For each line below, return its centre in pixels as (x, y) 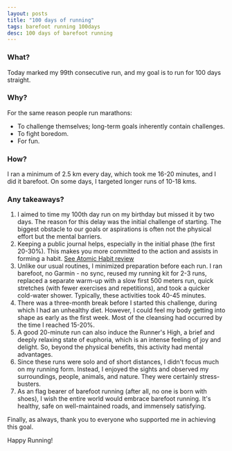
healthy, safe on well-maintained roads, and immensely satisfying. (111, 406)
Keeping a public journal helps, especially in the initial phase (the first (116, 244)
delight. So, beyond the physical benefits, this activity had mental (110, 347)
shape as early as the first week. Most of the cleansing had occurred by (120, 318)
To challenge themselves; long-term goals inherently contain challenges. (121, 126)
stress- (210, 377)
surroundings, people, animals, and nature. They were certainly (108, 377)
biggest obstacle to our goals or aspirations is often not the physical (114, 229)
